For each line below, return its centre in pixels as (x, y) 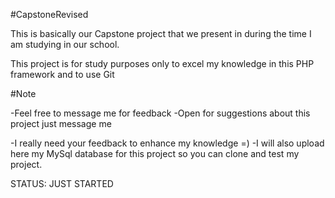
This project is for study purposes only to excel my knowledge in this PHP (162, 63)
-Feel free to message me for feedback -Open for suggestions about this (160, 113)
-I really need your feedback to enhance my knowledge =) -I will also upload (167, 143)
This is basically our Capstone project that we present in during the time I (161, 33)
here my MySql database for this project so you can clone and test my (155, 153)
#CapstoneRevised (49, 14)
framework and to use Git (62, 74)
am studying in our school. (65, 44)
